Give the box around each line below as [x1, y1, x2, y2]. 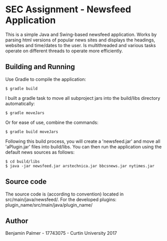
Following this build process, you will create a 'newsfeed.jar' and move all [5, 138, 160, 144]
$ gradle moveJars [5, 110, 45, 116]
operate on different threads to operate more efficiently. [5, 48, 123, 54]
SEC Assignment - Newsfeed [5, 4, 132, 15]
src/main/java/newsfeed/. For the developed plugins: [5, 196, 117, 203]
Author [5, 216, 28, 225]
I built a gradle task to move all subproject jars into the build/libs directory [5, 95, 160, 101]
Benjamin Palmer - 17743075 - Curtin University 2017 [5, 230, 117, 236]
